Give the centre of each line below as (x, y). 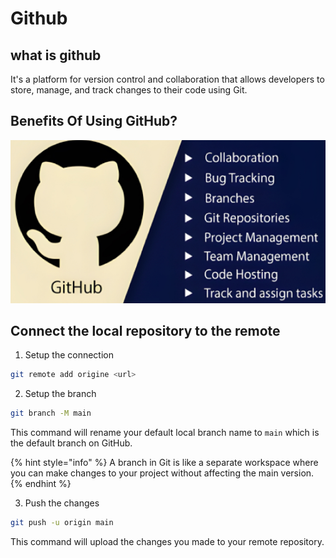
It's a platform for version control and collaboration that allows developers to (167, 79)
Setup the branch (60, 394)
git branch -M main (51, 413)
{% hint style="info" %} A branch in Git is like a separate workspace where (164, 463)
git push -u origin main (62, 523)
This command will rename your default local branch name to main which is (165, 433)
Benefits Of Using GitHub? (94, 121)
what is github (56, 55)
